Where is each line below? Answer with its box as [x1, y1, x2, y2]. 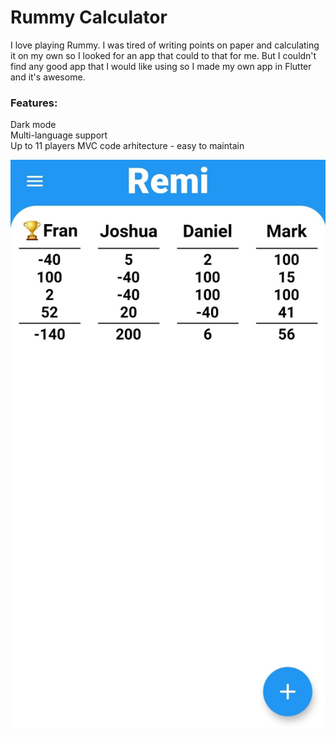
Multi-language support [10, 129, 108, 141]
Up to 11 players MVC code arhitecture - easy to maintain [10, 140, 245, 152]
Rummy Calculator [10, 6, 168, 29]
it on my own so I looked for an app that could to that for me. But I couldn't [10, 49, 317, 61]
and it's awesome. [10, 71, 86, 83]
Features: [10, 96, 58, 110]
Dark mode [10, 119, 57, 131]
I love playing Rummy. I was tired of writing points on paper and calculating [10, 39, 320, 51]
